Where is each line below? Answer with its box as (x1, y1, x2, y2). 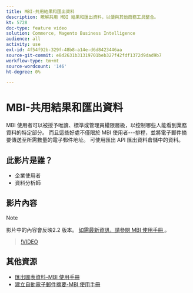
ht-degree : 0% (6, 69, 41, 75)
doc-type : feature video (6, 25, 67, 31)
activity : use (6, 42, 41, 48)
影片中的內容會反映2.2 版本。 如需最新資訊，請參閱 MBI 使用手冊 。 (6, 226, 170, 233)
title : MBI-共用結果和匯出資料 (6, 8, 75, 15)
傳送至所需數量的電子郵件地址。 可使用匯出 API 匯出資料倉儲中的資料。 (11, 136, 184, 144)
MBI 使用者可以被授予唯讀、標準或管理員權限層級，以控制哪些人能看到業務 (6, 122, 187, 129)
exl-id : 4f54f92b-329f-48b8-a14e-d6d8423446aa (6, 47, 122, 53)
